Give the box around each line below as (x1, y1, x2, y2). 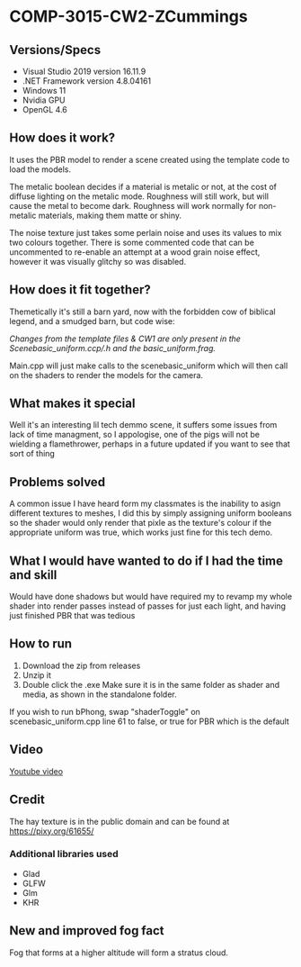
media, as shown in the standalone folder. (22, 689, 177, 700)
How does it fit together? (9, 282, 151, 298)
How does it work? (9, 131, 116, 146)
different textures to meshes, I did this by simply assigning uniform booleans (9, 508, 292, 519)
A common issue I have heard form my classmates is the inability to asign (9, 498, 281, 510)
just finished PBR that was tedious (9, 610, 136, 621)
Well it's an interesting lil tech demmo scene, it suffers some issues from (9, 420, 278, 430)
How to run (9, 637, 73, 652)
